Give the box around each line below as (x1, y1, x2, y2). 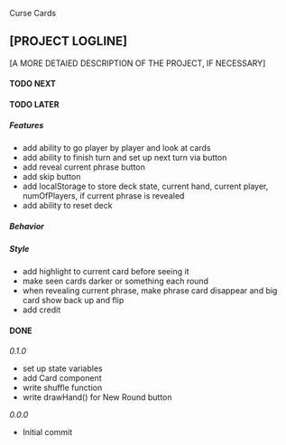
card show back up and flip (22, 295, 125, 306)
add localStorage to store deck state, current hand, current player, (22, 181, 269, 191)
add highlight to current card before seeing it (22, 266, 189, 277)
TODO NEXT (9, 79, 57, 89)
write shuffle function (22, 382, 103, 393)
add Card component (22, 372, 102, 383)
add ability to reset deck (22, 199, 113, 210)
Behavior (9, 220, 45, 231)
